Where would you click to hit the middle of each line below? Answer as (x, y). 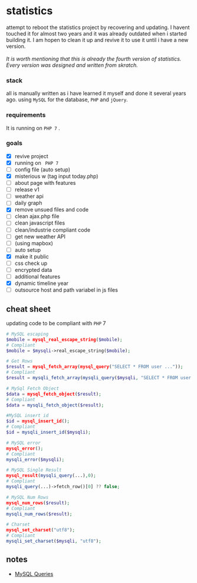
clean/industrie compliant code (52, 230)
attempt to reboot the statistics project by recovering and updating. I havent (98, 27)
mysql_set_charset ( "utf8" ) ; (41, 530)
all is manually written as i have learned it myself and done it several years (96, 94)
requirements (26, 115)
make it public (32, 257)
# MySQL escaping (27, 334)
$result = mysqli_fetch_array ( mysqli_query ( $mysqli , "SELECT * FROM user (99, 378)
